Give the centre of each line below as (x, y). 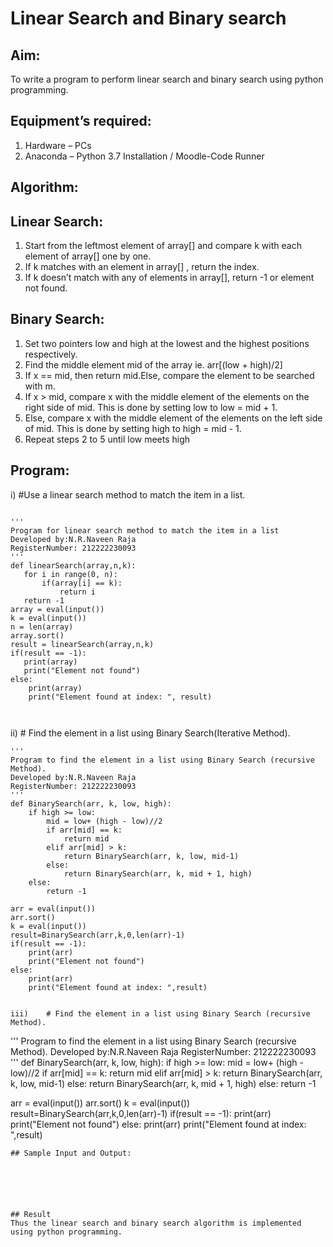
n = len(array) (42, 627)
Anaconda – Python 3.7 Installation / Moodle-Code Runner (144, 156)
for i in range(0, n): (70, 574)
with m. (40, 386)
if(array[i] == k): (82, 583)
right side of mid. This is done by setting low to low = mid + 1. (151, 407)
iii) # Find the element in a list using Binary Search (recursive (160, 1013)
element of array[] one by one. (88, 256)
